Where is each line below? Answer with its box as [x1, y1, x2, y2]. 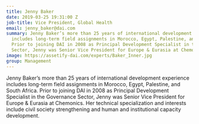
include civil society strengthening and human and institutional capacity [6, 106, 182, 113]
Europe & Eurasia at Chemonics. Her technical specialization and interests [6, 99, 187, 106]
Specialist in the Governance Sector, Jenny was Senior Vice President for [6, 93, 185, 100]
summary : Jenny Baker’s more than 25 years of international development [6, 31, 192, 37]
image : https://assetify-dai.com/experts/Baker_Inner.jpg [6, 53, 152, 58]
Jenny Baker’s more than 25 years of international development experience [6, 74, 190, 81]
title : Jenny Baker [6, 8, 54, 15]
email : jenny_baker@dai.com [6, 25, 76, 31]
